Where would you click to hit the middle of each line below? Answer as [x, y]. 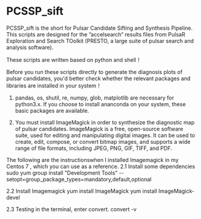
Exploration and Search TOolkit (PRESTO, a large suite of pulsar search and [100, 41]
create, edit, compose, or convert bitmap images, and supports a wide [103, 141]
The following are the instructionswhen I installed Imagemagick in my [93, 160]
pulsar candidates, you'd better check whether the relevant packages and [98, 78]
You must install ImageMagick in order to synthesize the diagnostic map [105, 122]
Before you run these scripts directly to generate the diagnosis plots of [94, 72]
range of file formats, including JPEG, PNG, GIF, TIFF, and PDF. [94, 148]
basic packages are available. [52, 110]
